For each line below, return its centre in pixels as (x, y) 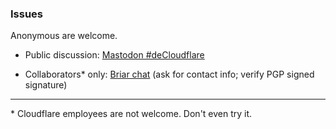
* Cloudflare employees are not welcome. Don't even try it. (131, 114)
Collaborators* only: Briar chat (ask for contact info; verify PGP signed (169, 74)
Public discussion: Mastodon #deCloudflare (114, 55)
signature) (46, 85)
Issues (27, 14)
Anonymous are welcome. (64, 36)
